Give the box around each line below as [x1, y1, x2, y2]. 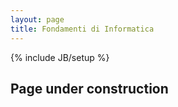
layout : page [10, 14, 65, 25]
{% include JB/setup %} [10, 51, 110, 63]
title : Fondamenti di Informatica [10, 24, 155, 34]
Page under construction [10, 80, 169, 97]
